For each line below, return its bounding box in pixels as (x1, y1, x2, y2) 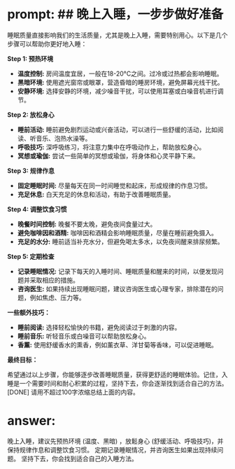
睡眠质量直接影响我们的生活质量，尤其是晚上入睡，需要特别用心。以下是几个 (7, 31, 228, 39)
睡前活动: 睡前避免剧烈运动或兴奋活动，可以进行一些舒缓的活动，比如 (17, 125, 218, 134)
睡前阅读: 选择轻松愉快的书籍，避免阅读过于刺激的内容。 (17, 323, 181, 331)
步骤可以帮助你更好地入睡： (7, 39, 87, 48)
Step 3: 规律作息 (7, 166, 55, 175)
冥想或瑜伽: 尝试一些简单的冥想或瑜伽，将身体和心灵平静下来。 (17, 151, 199, 160)
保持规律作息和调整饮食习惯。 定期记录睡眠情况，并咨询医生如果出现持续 (7, 445, 218, 454)
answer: (7, 413, 56, 429)
